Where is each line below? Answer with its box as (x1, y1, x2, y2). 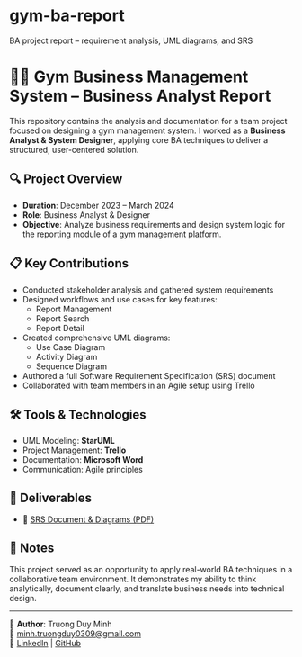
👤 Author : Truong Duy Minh (9, 618, 112, 629)
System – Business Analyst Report (9, 86, 271, 106)
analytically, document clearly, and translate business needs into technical (9, 582, 285, 594)
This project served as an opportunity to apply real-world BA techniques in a (9, 563, 293, 574)
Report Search (35, 312, 90, 324)
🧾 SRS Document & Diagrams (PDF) (22, 514, 155, 525)
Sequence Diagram (35, 361, 108, 372)
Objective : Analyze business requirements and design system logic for (22, 219, 286, 229)
